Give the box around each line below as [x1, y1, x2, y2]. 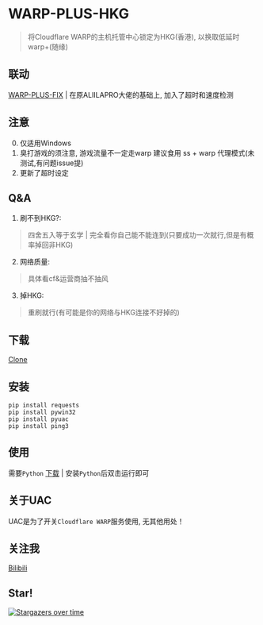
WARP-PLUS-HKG [8, 5, 129, 23]
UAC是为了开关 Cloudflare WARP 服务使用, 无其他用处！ [8, 516, 185, 526]
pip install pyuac [8, 415, 69, 423]
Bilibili [8, 563, 28, 573]
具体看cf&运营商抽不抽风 [27, 274, 109, 284]
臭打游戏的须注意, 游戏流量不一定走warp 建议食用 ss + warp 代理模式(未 [19, 148, 255, 157]
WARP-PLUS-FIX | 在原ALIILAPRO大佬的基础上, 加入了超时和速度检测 [8, 90, 234, 99]
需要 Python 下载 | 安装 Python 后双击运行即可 [8, 468, 150, 477]
